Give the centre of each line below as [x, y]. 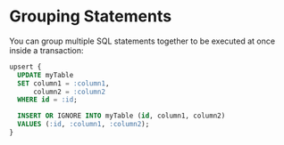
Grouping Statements [91, 16]
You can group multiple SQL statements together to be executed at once [142, 41]
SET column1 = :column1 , [63, 83]
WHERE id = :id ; [47, 100]
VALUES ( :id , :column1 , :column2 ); [84, 125]
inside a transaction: [46, 50]
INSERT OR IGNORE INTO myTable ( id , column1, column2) [121, 116]
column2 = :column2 [69, 92]
